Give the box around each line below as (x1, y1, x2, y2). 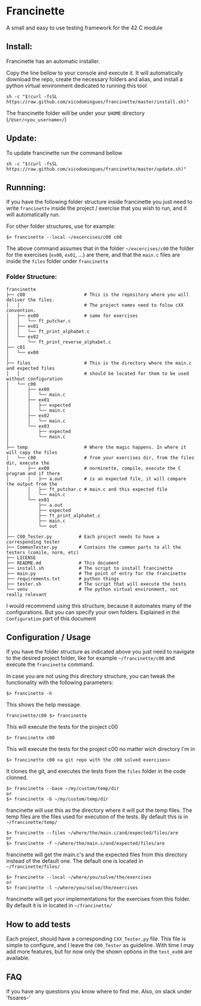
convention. (6, 307, 36, 313)
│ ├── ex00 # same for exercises (6, 313, 138, 319)
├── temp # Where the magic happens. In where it (6, 444, 187, 450)
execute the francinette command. (6, 661, 94, 668)
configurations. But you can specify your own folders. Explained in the (6, 609, 180, 616)
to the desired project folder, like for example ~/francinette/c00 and (6, 654, 175, 662)
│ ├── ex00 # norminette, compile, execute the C (6, 465, 181, 471)
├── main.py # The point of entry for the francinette (6, 570, 187, 577)
